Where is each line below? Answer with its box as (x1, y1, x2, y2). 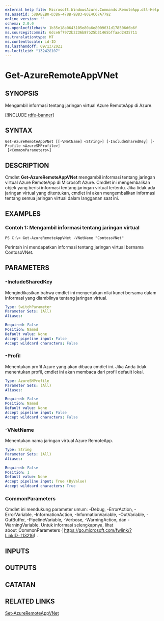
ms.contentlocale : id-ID (5, 39, 56, 44)
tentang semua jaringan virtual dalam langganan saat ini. (5, 195, 119, 201)
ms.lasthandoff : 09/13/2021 (5, 44, 63, 49)
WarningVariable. (5, 522, 40, 528)
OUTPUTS (5, 564, 37, 572)
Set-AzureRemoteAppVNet (5, 610, 59, 616)
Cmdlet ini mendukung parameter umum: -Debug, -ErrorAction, (5, 506, 134, 513)
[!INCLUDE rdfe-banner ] (5, 112, 55, 118)
